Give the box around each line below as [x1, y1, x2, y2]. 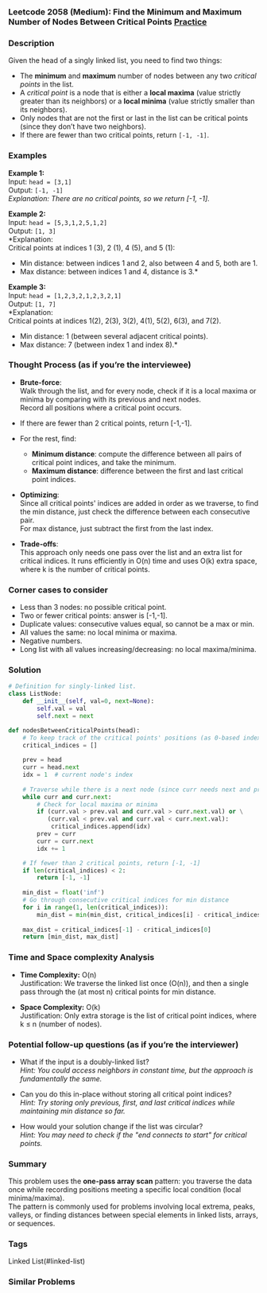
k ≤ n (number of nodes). [19, 1019, 103, 1028]
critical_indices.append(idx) [50, 822, 151, 831]
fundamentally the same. [19, 1074, 103, 1083]
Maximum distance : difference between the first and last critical [31, 466, 244, 476]
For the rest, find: [19, 433, 77, 443]
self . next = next [37, 712, 94, 720]
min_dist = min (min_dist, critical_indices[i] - [37, 911, 201, 918]
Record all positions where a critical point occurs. [19, 402, 182, 412]
